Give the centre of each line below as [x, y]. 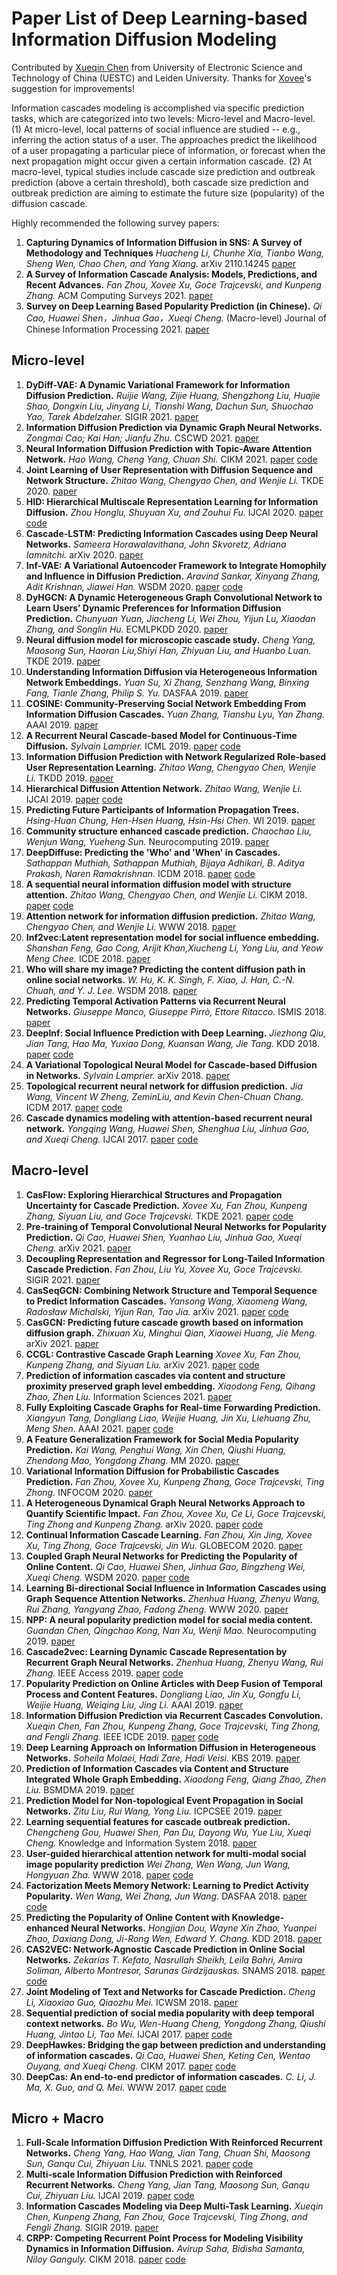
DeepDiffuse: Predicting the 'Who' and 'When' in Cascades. [153, 852]
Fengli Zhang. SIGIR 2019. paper [92, 2228]
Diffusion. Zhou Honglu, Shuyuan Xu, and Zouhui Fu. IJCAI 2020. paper [174, 512]
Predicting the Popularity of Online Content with [128, 1917]
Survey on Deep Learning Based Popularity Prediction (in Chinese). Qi [174, 306]
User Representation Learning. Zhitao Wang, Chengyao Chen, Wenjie [171, 767]
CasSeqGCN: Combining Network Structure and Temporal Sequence [171, 1290]
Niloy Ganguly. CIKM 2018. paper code [105, 2259]
